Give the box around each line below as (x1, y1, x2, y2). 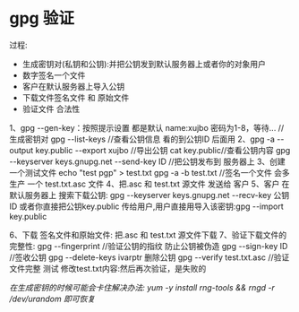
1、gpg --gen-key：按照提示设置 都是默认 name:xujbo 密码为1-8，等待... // (9, 122, 285, 133)
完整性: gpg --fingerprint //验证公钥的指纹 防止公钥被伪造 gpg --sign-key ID (9, 240, 288, 251)
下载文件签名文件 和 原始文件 (21, 91, 130, 103)
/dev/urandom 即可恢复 (9, 293, 96, 304)
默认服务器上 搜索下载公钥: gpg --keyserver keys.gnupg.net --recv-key (9, 189, 272, 200)
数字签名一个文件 (21, 69, 86, 81)
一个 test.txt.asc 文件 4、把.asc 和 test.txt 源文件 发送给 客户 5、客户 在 (26, 178, 290, 189)
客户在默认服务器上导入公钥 (21, 81, 125, 91)
